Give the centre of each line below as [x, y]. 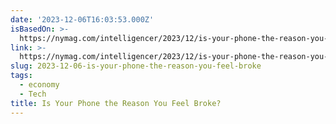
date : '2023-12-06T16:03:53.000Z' [82, 19]
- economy [39, 85]
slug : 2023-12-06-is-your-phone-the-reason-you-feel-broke [136, 66]
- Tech [33, 94]
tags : [21, 76]
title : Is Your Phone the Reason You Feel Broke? [116, 103]
